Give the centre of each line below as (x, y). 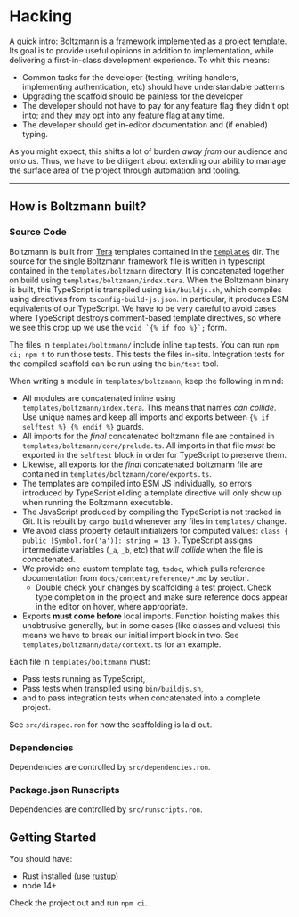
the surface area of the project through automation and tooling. (125, 170)
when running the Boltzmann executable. (97, 502)
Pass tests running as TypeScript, (84, 678)
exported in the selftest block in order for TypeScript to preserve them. (154, 454)
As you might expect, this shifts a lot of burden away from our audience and (149, 151)
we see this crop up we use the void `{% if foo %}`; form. (118, 327)
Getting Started (53, 837)
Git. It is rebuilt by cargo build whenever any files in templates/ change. (154, 521)
